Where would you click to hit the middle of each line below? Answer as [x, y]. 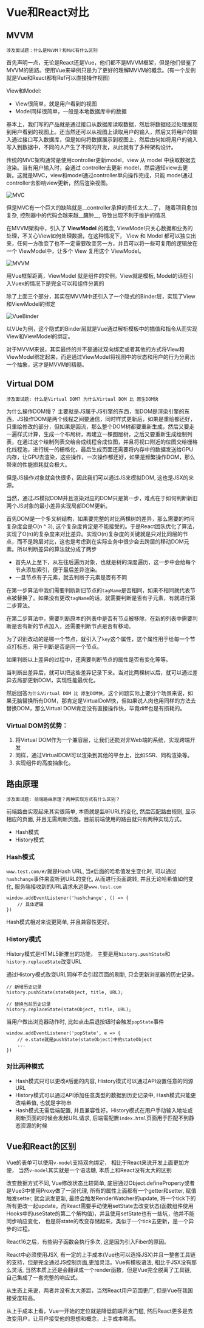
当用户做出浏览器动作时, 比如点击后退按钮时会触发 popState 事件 [85, 1022]
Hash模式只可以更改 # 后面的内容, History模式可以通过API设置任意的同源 [104, 1081]
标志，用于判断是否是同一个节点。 [59, 646]
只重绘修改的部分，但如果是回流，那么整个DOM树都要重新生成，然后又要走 [100, 426]
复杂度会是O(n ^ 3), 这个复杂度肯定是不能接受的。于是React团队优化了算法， [102, 526]
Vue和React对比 [48, 12]
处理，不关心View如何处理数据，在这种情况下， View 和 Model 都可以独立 [99, 236]
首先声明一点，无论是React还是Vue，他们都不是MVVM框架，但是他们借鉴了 [101, 62]
